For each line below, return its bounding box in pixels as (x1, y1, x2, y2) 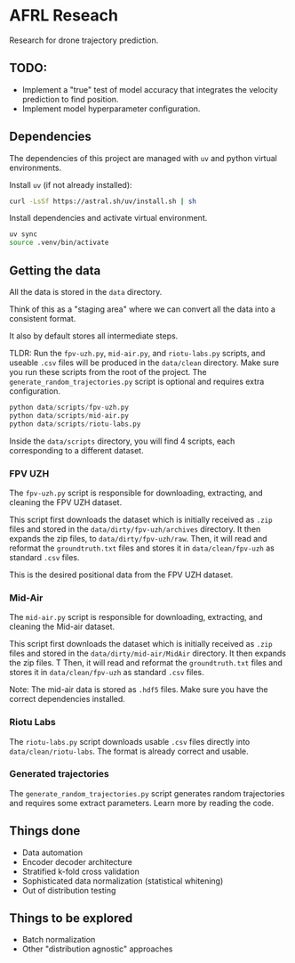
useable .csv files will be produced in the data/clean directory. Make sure (9, 357, 280, 368)
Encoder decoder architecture (21, 856, 133, 867)
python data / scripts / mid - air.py (9, 411, 129, 420)
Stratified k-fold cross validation (21, 866, 140, 877)
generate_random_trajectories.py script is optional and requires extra (9, 376, 265, 387)
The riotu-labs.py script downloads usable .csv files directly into (9, 736, 251, 747)
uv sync (9, 230, 38, 239)
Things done (9, 823, 81, 838)
